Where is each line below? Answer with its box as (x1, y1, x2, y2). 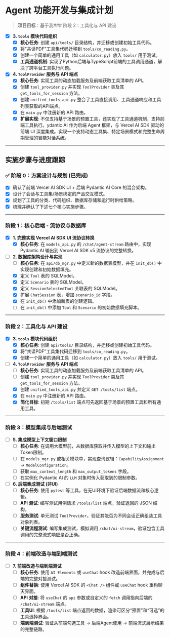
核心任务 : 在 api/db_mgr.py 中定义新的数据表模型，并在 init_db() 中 (20, 260, 162, 266)
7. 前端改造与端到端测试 (12, 563, 62, 569)
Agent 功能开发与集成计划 (5, 5, 113, 16)
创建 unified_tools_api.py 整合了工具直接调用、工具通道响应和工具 (20, 97, 161, 103)
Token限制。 (20, 449, 47, 455)
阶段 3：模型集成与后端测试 (5, 424, 72, 431)
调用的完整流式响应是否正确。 (20, 532, 82, 538)
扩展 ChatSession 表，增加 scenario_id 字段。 (20, 292, 115, 298)
